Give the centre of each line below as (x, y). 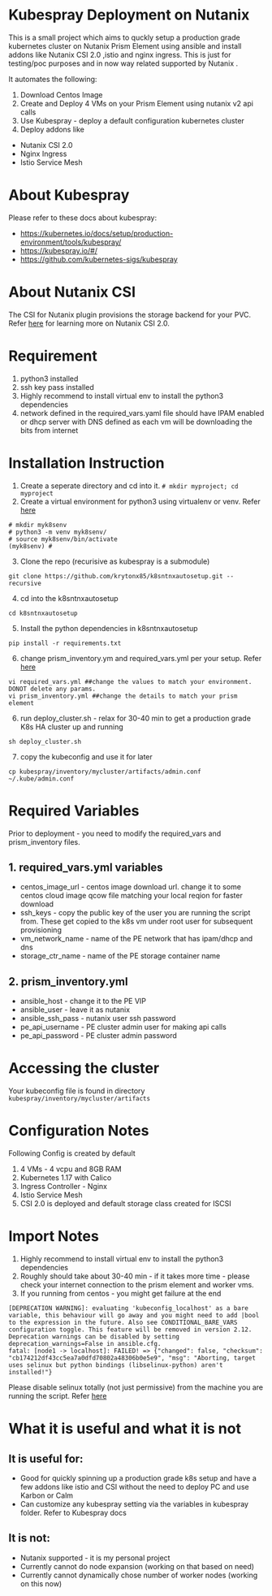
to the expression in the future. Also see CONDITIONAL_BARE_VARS (123, 1323)
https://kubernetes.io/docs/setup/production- (97, 233)
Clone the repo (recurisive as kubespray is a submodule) (115, 561)
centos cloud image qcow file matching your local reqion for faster (132, 896)
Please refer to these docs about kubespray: (83, 218)
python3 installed (49, 378)
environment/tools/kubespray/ (71, 242)
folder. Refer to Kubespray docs (73, 1513)
